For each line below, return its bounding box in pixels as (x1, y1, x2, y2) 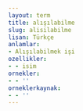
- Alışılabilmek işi (8, 48, 76, 55)
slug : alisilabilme (8, 26, 72, 34)
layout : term (8, 11, 51, 20)
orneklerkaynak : (8, 84, 61, 92)
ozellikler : (8, 55, 47, 63)
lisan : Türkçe (8, 33, 55, 41)
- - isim (8, 63, 37, 70)
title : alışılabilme (8, 19, 76, 27)
